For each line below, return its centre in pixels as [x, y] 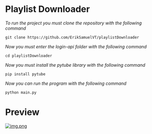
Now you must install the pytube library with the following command [75, 65]
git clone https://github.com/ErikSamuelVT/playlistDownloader [72, 37]
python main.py [21, 92]
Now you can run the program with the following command [66, 83]
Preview [22, 112]
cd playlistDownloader [29, 56]
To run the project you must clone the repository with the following [74, 23]
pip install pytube [25, 74]
